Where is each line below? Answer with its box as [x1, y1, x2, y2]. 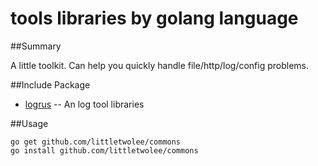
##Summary [10, 40, 62, 52]
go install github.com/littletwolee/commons [10, 145, 199, 156]
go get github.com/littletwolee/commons [10, 137, 182, 147]
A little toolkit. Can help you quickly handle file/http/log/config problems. [10, 59, 309, 71]
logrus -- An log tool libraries [24, 98, 145, 110]
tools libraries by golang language [10, 7, 299, 30]
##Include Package [10, 78, 91, 91]
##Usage [10, 117, 49, 129]
